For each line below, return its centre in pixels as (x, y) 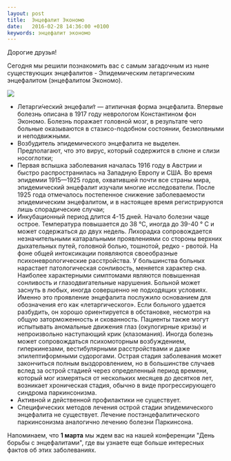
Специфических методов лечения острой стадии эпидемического (115, 407)
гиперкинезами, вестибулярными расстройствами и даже (103, 349)
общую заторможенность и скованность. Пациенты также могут (113, 320)
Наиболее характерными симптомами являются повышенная (109, 275)
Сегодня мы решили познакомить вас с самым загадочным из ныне (108, 66)
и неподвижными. (44, 136)
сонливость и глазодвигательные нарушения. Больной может (109, 283)
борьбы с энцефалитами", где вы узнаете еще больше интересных (106, 443)
